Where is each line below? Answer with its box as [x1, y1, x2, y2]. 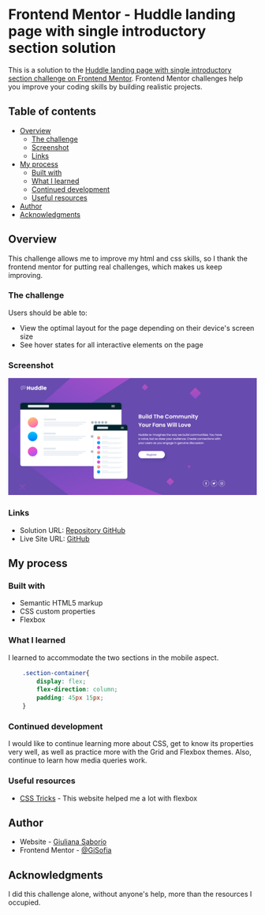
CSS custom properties [19, 606, 96, 617]
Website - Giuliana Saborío [19, 837, 107, 846]
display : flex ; [36, 677, 87, 685]
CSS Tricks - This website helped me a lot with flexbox [19, 793, 198, 803]
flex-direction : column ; [36, 685, 118, 694]
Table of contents [8, 105, 96, 118]
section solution [8, 39, 117, 57]
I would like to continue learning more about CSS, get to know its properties [8, 739, 254, 748]
